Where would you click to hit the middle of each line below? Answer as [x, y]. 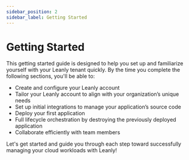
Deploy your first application [50, 113]
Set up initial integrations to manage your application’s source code [98, 107]
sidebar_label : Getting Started [46, 17]
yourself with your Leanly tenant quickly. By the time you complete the [93, 70]
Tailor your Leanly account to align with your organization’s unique [97, 94]
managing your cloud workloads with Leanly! [61, 150]
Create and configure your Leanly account [67, 88]
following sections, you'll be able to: [50, 76]
